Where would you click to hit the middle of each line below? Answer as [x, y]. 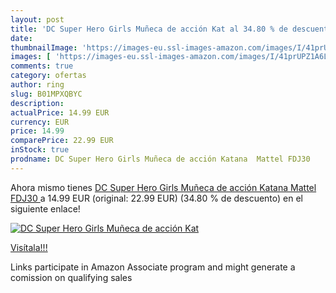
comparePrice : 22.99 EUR [62, 141]
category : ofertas [48, 76]
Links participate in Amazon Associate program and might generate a [153, 267]
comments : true [42, 66]
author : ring [37, 85]
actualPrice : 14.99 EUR [60, 112]
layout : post [37, 19]
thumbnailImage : [44, 47]
